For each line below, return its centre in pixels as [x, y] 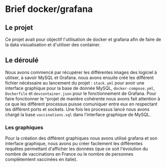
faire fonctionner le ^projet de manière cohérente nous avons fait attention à [83, 98]
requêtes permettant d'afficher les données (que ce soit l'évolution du [77, 149]
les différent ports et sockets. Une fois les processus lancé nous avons [77, 109]
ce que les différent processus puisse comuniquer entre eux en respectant [81, 104]
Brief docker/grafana [49, 9]
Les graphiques [24, 127]
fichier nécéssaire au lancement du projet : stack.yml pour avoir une [75, 83]
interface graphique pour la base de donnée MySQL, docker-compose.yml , [80, 88]
